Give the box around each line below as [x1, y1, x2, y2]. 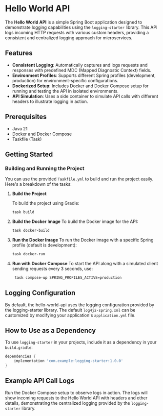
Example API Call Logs [5, 377, 75, 385]
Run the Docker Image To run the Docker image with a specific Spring [12, 237, 154, 243]
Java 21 [12, 125, 28, 131]
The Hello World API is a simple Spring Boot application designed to [5, 19, 143, 25]
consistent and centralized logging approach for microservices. [5, 35, 133, 41]
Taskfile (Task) [12, 136, 42, 142]
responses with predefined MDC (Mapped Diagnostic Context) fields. [12, 67, 152, 73]
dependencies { [5, 354, 36, 359]
